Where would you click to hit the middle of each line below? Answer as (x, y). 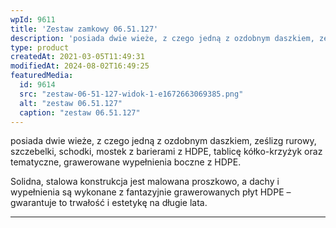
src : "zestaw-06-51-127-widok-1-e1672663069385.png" (131, 94)
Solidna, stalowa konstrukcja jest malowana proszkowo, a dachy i (145, 182)
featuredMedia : (42, 76)
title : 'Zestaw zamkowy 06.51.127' (84, 29)
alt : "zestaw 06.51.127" (71, 103)
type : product (40, 47)
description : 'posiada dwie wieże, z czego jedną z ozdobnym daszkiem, (162, 38)
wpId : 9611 (33, 19)
